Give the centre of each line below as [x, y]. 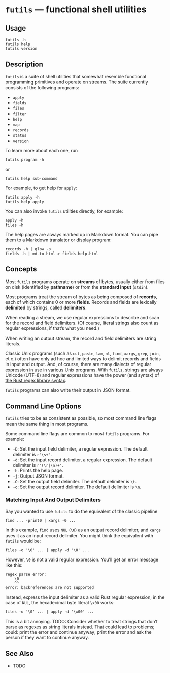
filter [20, 114]
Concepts [21, 269]
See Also [20, 653]
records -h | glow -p [28, 249]
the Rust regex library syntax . [36, 380]
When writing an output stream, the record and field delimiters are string [81, 338]
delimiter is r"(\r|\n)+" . [38, 465]
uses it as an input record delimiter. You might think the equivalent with [79, 535]
